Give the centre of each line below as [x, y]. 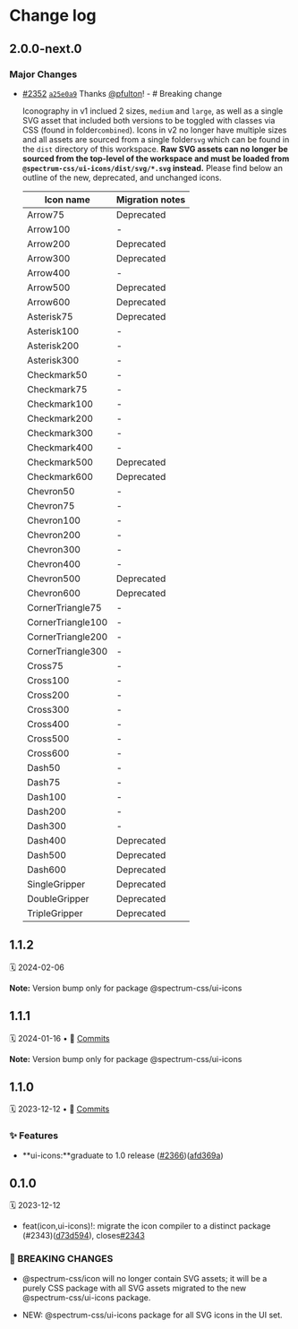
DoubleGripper [58, 898]
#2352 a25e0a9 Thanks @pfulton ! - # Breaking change [122, 93]
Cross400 [48, 724]
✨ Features [34, 1136]
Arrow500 [48, 287]
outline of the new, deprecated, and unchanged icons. [122, 177]
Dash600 [47, 870]
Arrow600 [48, 302]
